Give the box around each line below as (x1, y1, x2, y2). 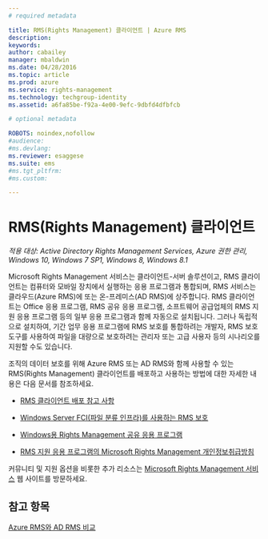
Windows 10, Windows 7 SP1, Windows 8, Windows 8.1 (8, 255, 188, 265)
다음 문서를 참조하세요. (22, 379, 94, 388)
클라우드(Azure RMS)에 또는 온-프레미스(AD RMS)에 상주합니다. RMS (8, 292, 227, 301)
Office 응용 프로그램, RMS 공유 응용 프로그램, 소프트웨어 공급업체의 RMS (22, 302, 250, 312)
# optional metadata (8, 115, 78, 123)
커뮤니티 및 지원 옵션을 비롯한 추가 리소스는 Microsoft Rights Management (8, 464, 244, 473)
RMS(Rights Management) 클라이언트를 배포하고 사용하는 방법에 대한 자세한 (8, 369, 249, 379)
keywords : (8, 41, 42, 49)
